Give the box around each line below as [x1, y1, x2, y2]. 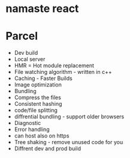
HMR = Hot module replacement [14, 62, 94, 69]
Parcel [5, 29, 38, 43]
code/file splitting [14, 107, 58, 114]
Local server [14, 56, 46, 63]
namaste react [5, 2, 79, 16]
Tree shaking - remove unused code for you [14, 139, 123, 146]
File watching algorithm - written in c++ [14, 68, 112, 76]
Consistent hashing [14, 100, 62, 108]
